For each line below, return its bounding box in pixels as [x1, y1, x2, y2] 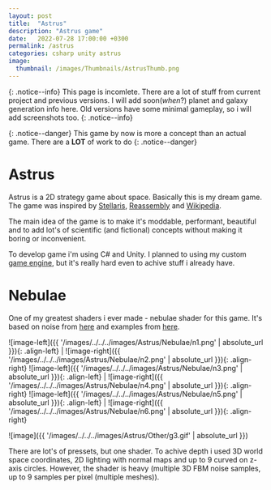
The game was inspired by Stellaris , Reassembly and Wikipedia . [8, 200, 222, 211]
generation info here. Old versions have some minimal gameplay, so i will [8, 104, 252, 113]
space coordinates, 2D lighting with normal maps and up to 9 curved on [8, 454, 248, 464]
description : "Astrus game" [8, 27, 104, 35]
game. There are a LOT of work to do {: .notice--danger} [8, 137, 197, 147]
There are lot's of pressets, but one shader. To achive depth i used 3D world [8, 446, 264, 456]
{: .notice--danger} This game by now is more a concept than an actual [8, 128, 247, 138]
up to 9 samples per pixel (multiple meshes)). [8, 471, 160, 482]
